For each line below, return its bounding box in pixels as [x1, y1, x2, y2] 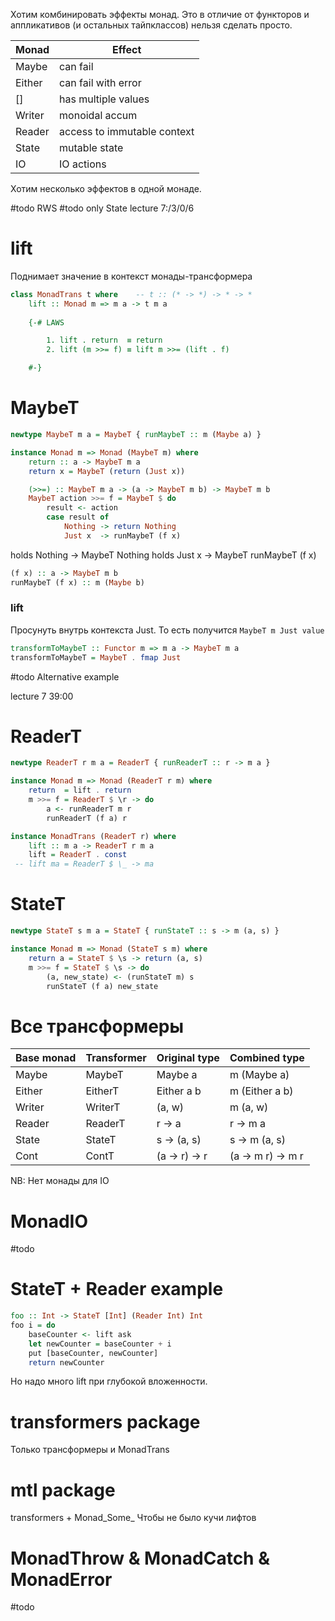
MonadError [10, 1568, 113, 1591]
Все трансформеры [10, 1015, 185, 1038]
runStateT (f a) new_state [46, 981, 159, 991]
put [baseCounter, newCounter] [28, 1348, 159, 1358]
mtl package [10, 1479, 116, 1501]
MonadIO [10, 1210, 89, 1233]
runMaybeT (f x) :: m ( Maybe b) [10, 577, 145, 588]
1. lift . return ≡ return [46, 335, 163, 346]
